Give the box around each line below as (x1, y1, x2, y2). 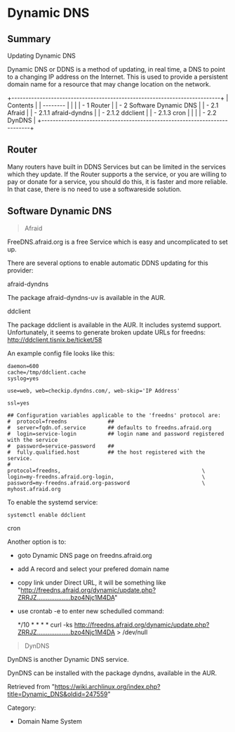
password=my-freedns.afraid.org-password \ (7, 479, 206, 486)
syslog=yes (7, 374, 39, 382)
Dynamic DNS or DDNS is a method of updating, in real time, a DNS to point (7, 65, 226, 73)
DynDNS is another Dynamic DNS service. (7, 655, 130, 663)
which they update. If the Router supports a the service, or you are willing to (7, 170, 227, 178)
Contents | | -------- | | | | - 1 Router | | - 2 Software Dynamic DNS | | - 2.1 (7, 101, 219, 110)
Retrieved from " (7, 682, 55, 691)
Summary (7, 33, 51, 45)
